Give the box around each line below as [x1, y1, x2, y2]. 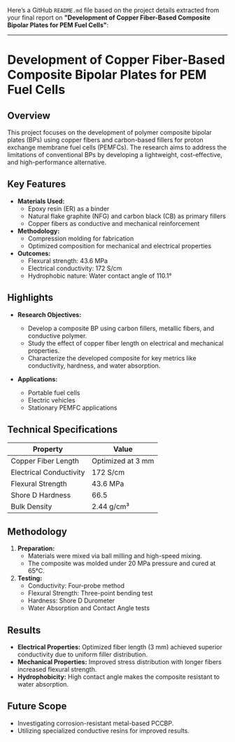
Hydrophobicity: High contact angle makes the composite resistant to [17, 673, 220, 681]
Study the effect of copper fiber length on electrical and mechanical [27, 339, 224, 347]
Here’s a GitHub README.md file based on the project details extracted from [7, 6, 220, 14]
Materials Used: [17, 196, 65, 205]
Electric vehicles [27, 396, 76, 404]
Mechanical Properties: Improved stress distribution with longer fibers [17, 658, 222, 666]
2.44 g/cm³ [92, 501, 129, 511]
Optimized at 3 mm [92, 456, 155, 466]
